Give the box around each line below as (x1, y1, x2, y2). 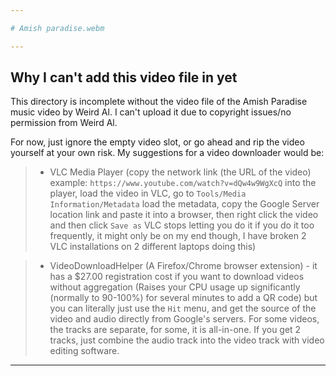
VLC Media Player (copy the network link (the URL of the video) (49, 166, 312, 178)
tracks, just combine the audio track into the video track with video (49, 334, 325, 346)
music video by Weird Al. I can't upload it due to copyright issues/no (10, 106, 292, 118)
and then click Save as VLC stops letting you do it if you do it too (49, 219, 315, 231)
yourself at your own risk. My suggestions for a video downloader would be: (10, 147, 325, 159)
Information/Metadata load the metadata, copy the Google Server (49, 198, 320, 210)
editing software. (49, 345, 120, 357)
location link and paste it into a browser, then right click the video (49, 209, 319, 221)
